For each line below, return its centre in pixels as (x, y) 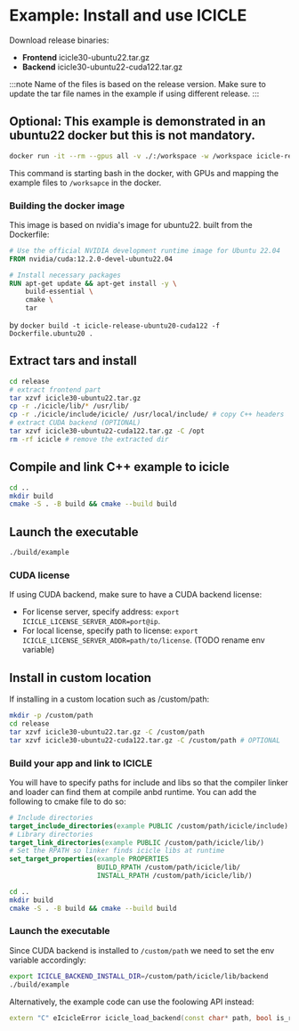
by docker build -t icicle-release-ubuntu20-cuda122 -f (115, 325)
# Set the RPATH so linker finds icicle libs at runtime (117, 851)
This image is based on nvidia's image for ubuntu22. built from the (131, 224)
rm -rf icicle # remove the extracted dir (89, 439)
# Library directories (51, 834)
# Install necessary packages (65, 275)
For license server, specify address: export (101, 612)
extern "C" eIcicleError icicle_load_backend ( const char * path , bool (141, 1018)
